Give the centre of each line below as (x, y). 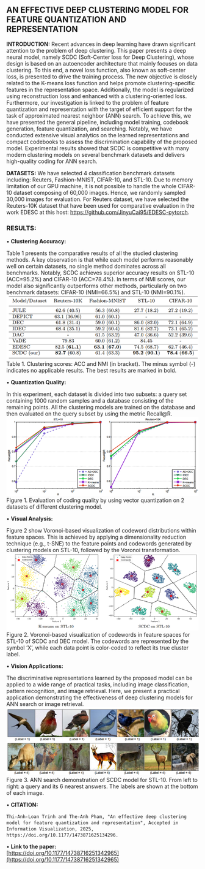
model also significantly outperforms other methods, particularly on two (97, 286)
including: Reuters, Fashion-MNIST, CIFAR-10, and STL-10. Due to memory (100, 180)
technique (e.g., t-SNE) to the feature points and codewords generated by (99, 544)
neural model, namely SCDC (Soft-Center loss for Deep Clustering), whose (100, 57)
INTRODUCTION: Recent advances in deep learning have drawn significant (101, 44)
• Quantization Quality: (36, 382)
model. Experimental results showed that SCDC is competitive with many (98, 148)
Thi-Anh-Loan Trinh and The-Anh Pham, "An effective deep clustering (97, 817)
